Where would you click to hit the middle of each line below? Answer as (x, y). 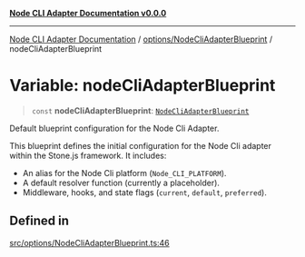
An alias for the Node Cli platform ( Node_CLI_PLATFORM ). (124, 173)
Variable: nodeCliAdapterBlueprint (143, 86)
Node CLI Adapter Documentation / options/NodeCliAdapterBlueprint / (141, 39)
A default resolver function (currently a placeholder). (121, 183)
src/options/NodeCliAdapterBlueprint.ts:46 (89, 242)
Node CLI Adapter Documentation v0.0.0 (88, 13)
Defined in (39, 221)
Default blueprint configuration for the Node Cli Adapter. (114, 128)
